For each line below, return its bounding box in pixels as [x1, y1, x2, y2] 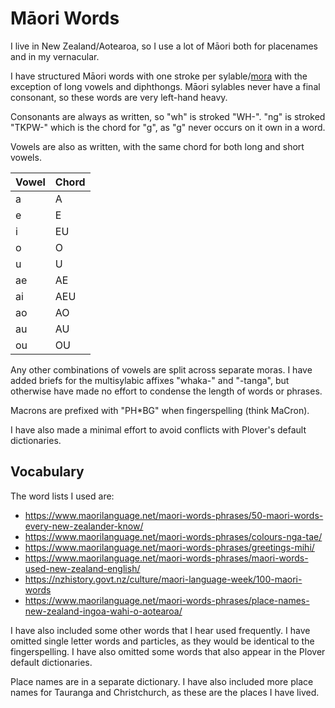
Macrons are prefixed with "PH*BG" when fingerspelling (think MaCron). [10, 404, 310, 416]
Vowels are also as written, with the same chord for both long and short [10, 140, 305, 152]
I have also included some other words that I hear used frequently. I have [10, 624, 311, 636]
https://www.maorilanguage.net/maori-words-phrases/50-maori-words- [24, 509, 324, 521]
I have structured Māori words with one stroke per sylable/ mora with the [10, 70, 308, 82]
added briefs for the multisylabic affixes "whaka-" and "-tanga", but [10, 374, 290, 386]
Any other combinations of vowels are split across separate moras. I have [10, 363, 313, 376]
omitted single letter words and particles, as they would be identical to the [10, 635, 315, 647]
